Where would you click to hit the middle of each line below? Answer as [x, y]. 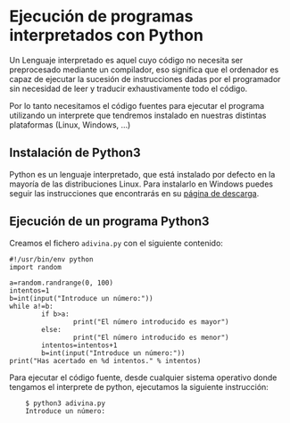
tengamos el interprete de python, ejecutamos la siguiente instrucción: [139, 386]
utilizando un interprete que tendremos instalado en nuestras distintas [138, 115]
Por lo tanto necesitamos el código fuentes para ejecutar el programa [137, 105]
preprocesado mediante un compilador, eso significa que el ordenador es [144, 70]
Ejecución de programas [101, 17]
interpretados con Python [106, 35]
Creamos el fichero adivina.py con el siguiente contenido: [116, 243]
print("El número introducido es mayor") [151, 322]
